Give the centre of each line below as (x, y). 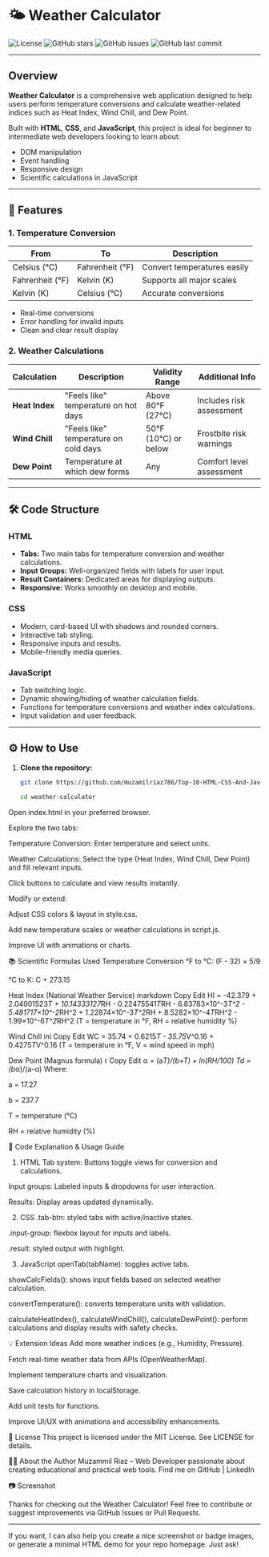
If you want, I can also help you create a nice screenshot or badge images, (131, 1535)
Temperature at (93, 461)
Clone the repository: (56, 768)
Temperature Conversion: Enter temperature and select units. (109, 843)
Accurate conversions (183, 294)
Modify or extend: (38, 898)
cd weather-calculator (58, 797)
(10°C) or (164, 438)
